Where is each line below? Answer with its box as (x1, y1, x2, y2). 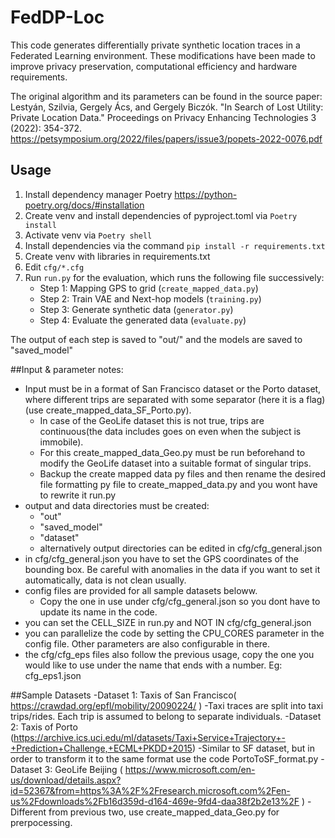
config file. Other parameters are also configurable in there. (24, 637, 271, 650)
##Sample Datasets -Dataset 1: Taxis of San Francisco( (10, 689, 237, 701)
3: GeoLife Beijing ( (44, 763, 123, 775)
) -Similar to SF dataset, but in (191, 742, 315, 754)
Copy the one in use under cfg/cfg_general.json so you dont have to (39, 595, 321, 607)
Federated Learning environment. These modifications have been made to (10, 49, 316, 61)
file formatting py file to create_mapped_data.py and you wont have (39, 478, 318, 490)
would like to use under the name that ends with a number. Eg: (24, 659, 283, 671)
